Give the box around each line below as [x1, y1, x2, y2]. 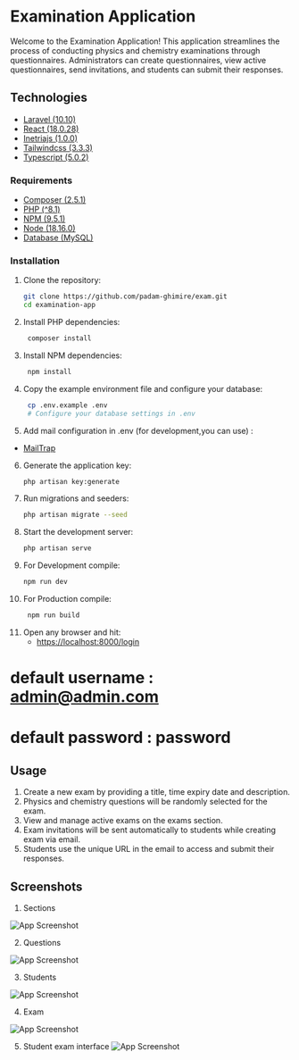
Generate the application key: [22, 460, 132, 471]
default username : [10, 668, 154, 689]
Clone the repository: [22, 275, 102, 286]
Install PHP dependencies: [22, 317, 120, 328]
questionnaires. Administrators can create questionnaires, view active [10, 54, 267, 65]
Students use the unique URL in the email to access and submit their [22, 844, 275, 855]
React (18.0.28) [22, 123, 79, 134]
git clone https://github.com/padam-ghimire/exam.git [22, 292, 228, 301]
